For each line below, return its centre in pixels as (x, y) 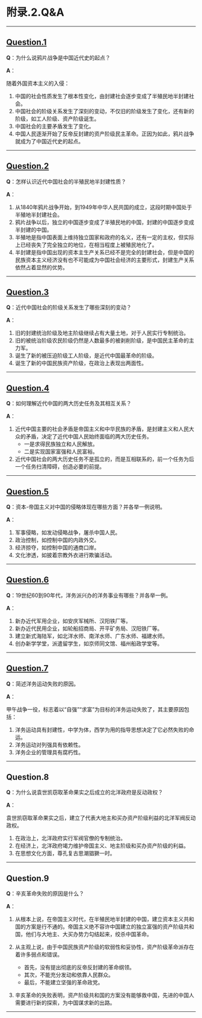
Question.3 (28, 292)
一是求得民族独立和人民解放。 (61, 444)
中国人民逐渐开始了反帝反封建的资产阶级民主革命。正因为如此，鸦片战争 (104, 134)
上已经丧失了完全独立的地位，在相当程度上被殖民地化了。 (86, 245)
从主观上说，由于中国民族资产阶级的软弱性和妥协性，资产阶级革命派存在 (104, 947)
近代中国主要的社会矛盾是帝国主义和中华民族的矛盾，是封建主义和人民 (102, 429)
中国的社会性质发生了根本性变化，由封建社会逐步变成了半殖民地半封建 (102, 96)
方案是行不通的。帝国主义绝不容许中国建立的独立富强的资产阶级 (105, 927)
